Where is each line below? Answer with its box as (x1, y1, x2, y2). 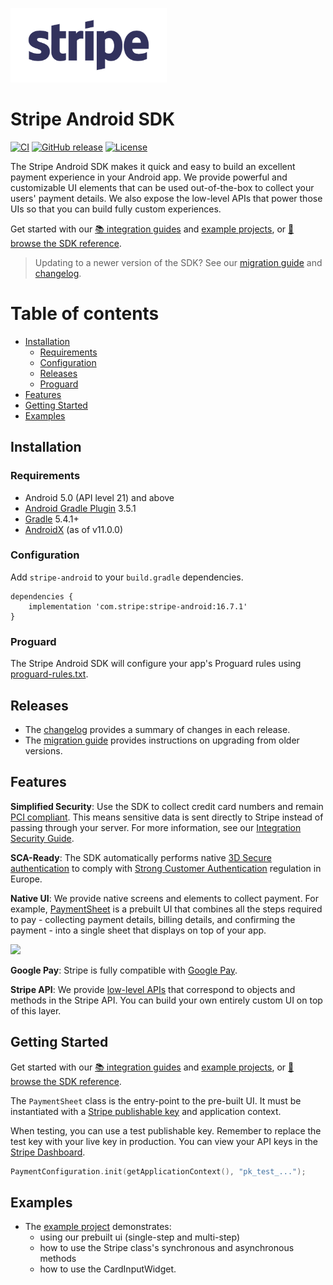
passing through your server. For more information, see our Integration (10, 821, 302, 833)
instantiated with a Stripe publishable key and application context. (10, 1105, 282, 1117)
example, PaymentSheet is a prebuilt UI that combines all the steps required (10, 903, 323, 915)
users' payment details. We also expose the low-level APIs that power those (10, 192, 323, 204)
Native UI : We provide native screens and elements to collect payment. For (10, 892, 319, 904)
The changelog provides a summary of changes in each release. (24, 723, 291, 735)
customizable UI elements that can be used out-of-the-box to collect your (10, 181, 315, 193)
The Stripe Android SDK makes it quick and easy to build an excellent (10, 160, 296, 172)
